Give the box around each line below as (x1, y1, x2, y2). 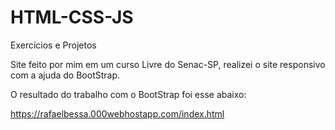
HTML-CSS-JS (10, 6, 134, 29)
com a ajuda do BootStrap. (10, 69, 121, 81)
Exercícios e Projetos (10, 39, 97, 51)
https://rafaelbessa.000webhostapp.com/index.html (10, 107, 225, 120)
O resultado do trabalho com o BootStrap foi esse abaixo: (10, 88, 247, 100)
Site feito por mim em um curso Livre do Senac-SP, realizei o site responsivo (10, 58, 326, 70)
